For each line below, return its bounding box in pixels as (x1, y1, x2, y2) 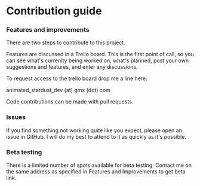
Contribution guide (6, 4, 102, 18)
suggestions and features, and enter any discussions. (6, 63, 138, 71)
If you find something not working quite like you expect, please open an (6, 127, 182, 134)
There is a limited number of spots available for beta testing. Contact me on (6, 161, 192, 169)
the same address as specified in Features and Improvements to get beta (6, 168, 186, 175)
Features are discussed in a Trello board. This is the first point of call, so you (6, 51, 194, 58)
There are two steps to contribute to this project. (6, 39, 125, 46)
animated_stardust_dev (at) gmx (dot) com (6, 87, 110, 94)
